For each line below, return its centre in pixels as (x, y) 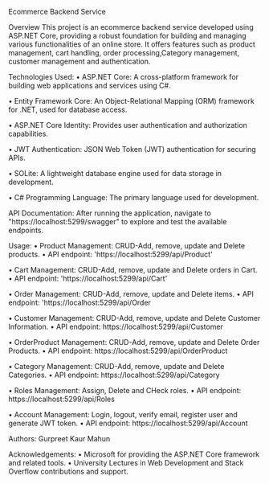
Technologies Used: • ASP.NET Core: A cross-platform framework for (124, 77)
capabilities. (28, 133)
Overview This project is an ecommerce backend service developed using (131, 27)
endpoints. (26, 230)
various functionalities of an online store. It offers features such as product (132, 44)
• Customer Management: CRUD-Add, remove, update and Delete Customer (134, 318)
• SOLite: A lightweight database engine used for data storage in (115, 173)
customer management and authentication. (79, 61)
